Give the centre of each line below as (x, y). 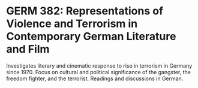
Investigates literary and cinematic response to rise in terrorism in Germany (99, 66)
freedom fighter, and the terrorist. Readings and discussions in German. (95, 78)
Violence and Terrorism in (72, 24)
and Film (28, 49)
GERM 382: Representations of (85, 11)
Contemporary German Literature (91, 37)
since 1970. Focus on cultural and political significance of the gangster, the (98, 72)
